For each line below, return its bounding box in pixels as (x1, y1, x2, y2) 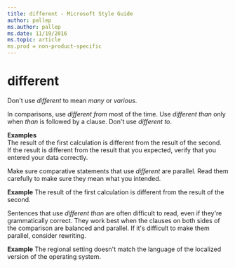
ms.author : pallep (7, 23, 61, 30)
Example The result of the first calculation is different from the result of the (7, 187, 224, 196)
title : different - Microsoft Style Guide (7, 10, 133, 18)
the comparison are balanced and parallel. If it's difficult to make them (7, 224, 210, 232)
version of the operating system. (7, 252, 102, 260)
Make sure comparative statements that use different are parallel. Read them (7, 166, 229, 175)
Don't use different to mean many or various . (7, 96, 137, 105)
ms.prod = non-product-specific (7, 43, 102, 50)
